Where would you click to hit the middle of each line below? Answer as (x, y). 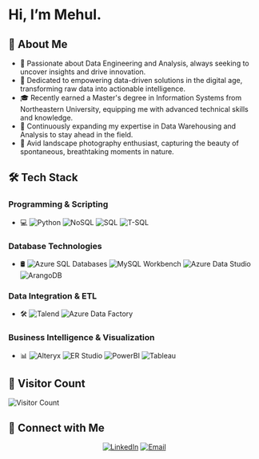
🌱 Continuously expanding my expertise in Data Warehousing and (128, 126)
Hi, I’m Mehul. (55, 15)
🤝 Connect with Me (57, 427)
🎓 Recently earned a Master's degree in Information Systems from (131, 98)
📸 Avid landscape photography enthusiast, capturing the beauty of (129, 143)
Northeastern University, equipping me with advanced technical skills (134, 109)
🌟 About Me (38, 44)
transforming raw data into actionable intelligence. (103, 89)
